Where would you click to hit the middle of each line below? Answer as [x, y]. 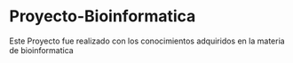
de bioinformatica [41, 50]
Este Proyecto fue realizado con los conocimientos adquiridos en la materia [147, 41]
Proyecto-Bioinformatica [103, 16]
